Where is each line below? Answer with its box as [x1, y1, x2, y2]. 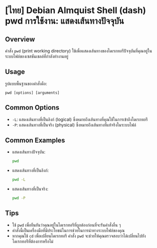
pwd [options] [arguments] [5, 90, 60, 95]
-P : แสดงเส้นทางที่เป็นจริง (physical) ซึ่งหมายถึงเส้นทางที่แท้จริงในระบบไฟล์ [12, 122, 136, 128]
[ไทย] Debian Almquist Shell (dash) [5, 5, 146, 16]
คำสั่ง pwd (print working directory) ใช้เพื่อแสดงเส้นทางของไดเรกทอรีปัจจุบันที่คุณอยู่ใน [5, 48, 152, 53]
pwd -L [12, 177, 26, 182]
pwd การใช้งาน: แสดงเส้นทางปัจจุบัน [5, 16, 124, 27]
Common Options [5, 103, 60, 112]
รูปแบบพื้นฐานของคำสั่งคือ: [5, 81, 48, 86]
